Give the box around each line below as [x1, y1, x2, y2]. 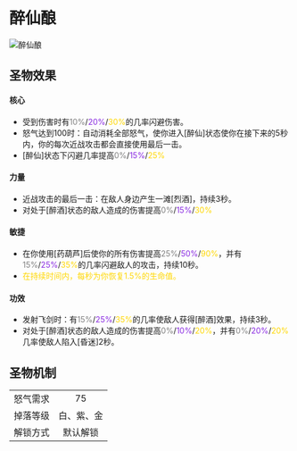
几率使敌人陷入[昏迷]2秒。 [21, 337, 120, 347]
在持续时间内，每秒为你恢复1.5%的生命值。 [21, 270, 181, 281]
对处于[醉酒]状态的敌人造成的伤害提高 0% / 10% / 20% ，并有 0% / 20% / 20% [21, 325, 290, 336]
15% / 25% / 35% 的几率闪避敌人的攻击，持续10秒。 [21, 259, 203, 270]
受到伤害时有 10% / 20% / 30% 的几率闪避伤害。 [21, 116, 189, 127]
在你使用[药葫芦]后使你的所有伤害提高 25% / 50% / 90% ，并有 [21, 247, 243, 259]
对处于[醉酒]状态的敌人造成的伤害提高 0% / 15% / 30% [21, 205, 212, 215]
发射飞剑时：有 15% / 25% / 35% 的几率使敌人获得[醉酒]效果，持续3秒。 [21, 314, 276, 325]
